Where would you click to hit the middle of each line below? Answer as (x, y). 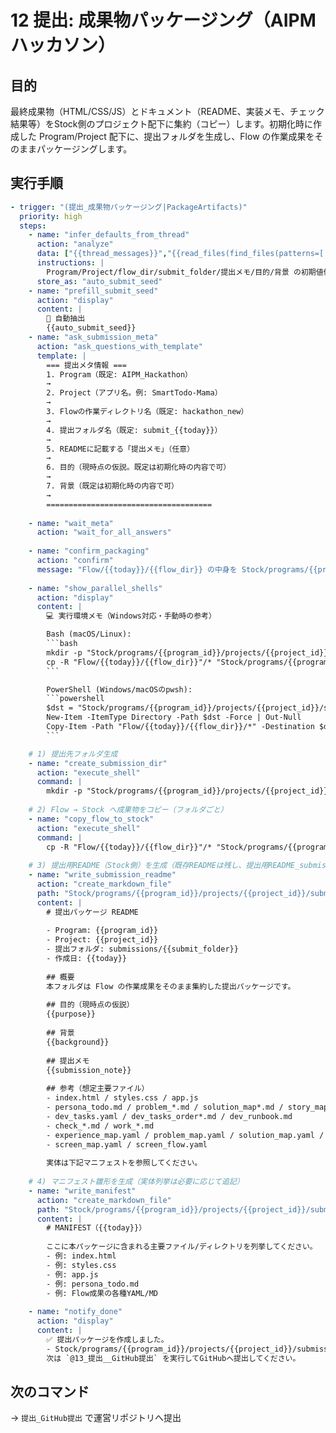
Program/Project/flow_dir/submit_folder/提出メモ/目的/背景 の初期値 (185, 272)
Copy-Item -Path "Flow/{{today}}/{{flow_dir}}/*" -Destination (180, 727)
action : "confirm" (75, 561)
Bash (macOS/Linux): (89, 634)
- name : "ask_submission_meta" (93, 337)
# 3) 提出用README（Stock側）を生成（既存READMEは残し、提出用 (148, 866)
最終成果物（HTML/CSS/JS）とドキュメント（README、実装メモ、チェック (167, 111)
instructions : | (70, 263)
